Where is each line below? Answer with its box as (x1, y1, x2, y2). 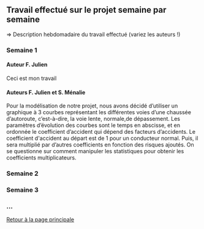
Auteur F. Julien (6, 61, 48, 68)
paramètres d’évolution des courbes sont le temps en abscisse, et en (6, 122, 181, 129)
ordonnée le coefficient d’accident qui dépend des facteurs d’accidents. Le (6, 128, 196, 136)
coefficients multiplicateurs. (6, 154, 77, 161)
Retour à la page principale (6, 216, 75, 224)
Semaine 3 (6, 186, 39, 194)
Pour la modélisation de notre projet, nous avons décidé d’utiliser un (6, 102, 178, 109)
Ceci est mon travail (6, 75, 57, 82)
